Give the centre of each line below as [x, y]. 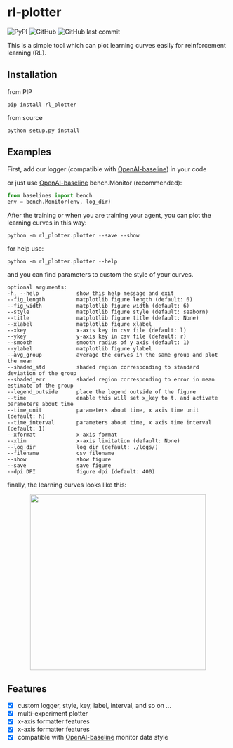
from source [25, 117]
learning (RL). [27, 53]
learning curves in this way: [47, 223]
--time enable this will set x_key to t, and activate [113, 398]
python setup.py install [44, 131]
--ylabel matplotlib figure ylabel [80, 349]
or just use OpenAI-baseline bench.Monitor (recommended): [95, 183]
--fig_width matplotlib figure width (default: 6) [99, 306]
